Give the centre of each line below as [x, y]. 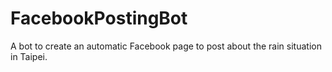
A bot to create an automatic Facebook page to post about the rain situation [166, 46]
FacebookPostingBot [99, 18]
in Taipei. [29, 56]
